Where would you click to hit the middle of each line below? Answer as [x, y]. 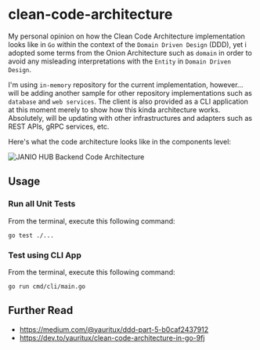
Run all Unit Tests [42, 204]
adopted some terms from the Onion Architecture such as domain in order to [130, 53]
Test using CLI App [45, 255]
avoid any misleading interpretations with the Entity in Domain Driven [119, 61]
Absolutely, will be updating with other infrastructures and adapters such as [130, 118]
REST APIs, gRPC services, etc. [59, 126]
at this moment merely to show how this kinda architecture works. [114, 109]
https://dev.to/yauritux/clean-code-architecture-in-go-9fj [112, 337]
